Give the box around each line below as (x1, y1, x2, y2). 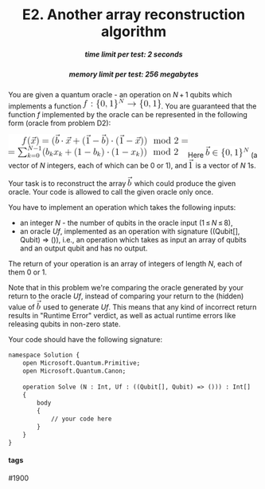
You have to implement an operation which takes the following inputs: (8, 202, 236, 212)
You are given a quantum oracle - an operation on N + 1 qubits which (8, 89, 232, 99)
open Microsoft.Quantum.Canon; (22, 367, 127, 375)
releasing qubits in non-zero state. (8, 319, 121, 329)
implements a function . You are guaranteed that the (8, 101, 257, 111)
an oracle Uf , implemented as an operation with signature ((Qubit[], (19, 226, 240, 236)
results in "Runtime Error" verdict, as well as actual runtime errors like (8, 310, 236, 320)
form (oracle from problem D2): (8, 118, 111, 128)
